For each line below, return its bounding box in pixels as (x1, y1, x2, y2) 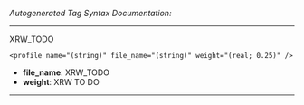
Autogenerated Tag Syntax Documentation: (9, 8, 172, 18)
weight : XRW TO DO (22, 77, 100, 87)
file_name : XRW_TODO (22, 67, 110, 78)
